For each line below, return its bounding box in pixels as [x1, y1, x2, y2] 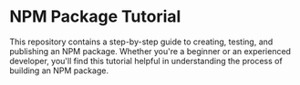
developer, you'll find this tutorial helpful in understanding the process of [9, 55, 283, 66]
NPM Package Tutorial [9, 6, 181, 27]
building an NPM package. [9, 65, 109, 76]
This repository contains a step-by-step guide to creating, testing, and [9, 36, 274, 47]
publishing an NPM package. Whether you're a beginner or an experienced [9, 45, 292, 56]
